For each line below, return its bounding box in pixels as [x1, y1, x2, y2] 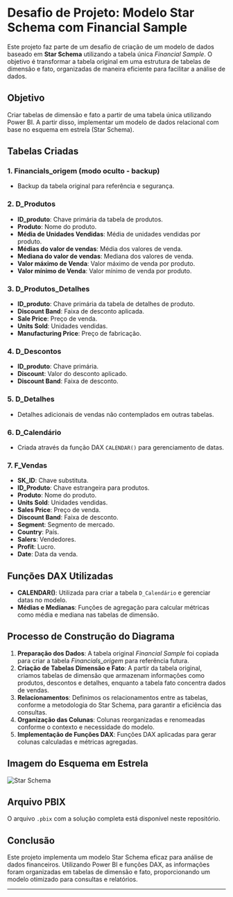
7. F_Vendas [7, 460, 47, 470]
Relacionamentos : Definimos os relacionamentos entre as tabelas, [17, 693, 208, 701]
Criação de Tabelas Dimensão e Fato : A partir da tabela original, [17, 664, 202, 672]
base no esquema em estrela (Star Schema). [7, 125, 135, 133]
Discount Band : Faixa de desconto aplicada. [17, 307, 144, 316]
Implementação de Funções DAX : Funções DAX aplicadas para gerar [17, 730, 217, 738]
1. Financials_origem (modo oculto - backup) [7, 166, 160, 176]
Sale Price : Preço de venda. [17, 314, 98, 323]
